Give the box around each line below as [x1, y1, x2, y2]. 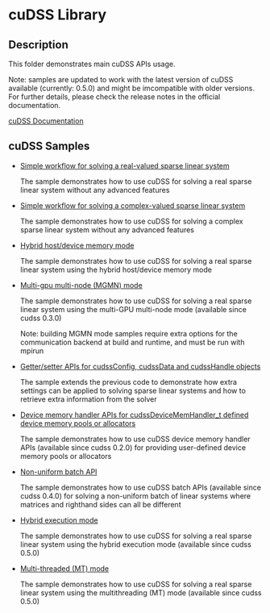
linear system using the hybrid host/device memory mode [19, 265, 212, 274]
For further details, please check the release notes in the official [8, 92, 221, 102]
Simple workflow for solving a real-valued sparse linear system [19, 161, 230, 170]
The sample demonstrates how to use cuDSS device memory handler [19, 434, 251, 444]
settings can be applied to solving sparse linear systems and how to [19, 386, 246, 395]
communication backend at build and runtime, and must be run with [19, 337, 245, 347]
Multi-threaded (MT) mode [19, 563, 110, 573]
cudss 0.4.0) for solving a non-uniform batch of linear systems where [19, 490, 251, 501]
